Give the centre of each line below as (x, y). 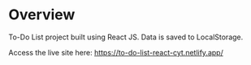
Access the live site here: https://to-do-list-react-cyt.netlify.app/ (116, 52)
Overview (42, 15)
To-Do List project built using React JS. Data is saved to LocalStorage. (126, 37)
